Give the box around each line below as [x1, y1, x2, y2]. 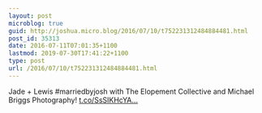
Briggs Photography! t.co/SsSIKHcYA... [8, 94, 139, 105]
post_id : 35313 [8, 34, 60, 43]
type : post [8, 57, 45, 65]
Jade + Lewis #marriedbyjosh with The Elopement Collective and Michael [8, 86, 255, 96]
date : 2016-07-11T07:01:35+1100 [8, 42, 118, 50]
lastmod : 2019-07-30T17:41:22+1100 [8, 49, 129, 57]
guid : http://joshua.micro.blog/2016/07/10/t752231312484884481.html [8, 27, 249, 35]
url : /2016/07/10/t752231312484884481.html [8, 65, 158, 73]
